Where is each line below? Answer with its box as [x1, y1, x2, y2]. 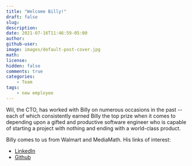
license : [6, 57, 28, 63]
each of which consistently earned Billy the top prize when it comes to [6, 112, 176, 119]
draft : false [6, 14, 38, 20]
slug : [6, 19, 19, 25]
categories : [6, 74, 35, 79]
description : [6, 25, 38, 31]
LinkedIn [14, 147, 36, 154]
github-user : [6, 41, 38, 47]
